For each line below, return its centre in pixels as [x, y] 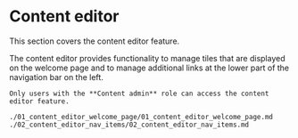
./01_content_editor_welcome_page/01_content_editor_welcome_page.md [141, 117]
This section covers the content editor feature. [95, 41]
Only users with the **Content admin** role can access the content [139, 93]
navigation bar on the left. [57, 77]
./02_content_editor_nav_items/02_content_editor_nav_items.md [129, 125]
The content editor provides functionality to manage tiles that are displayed [147, 58]
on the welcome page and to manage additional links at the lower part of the [149, 68]
